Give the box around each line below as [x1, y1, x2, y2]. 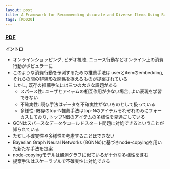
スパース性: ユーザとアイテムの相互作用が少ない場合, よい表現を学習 [20, 88, 162, 94]
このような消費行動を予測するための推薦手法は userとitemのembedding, [12, 69, 163, 75]
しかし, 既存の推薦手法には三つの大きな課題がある [12, 82, 117, 88]
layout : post [5, 7, 33, 13]
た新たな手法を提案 [12, 145, 53, 151]
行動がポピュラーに [12, 63, 53, 69]
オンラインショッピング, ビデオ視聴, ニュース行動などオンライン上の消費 [12, 56, 164, 62]
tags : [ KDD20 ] [5, 17, 35, 22]
